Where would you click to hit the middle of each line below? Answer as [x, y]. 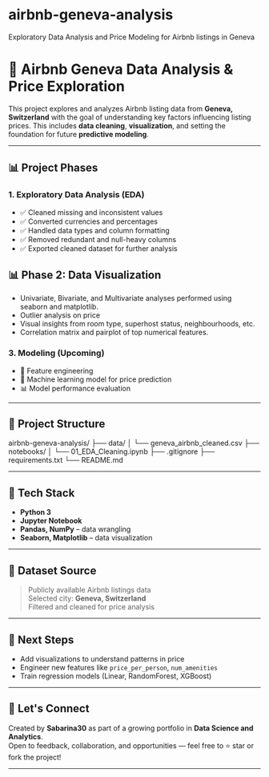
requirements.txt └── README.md [66, 460]
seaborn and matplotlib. [59, 307]
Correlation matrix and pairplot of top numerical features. [114, 332]
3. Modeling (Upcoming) [56, 353]
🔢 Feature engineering [56, 370]
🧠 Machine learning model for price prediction [96, 379]
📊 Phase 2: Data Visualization [85, 275]
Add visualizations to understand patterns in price [102, 658]
